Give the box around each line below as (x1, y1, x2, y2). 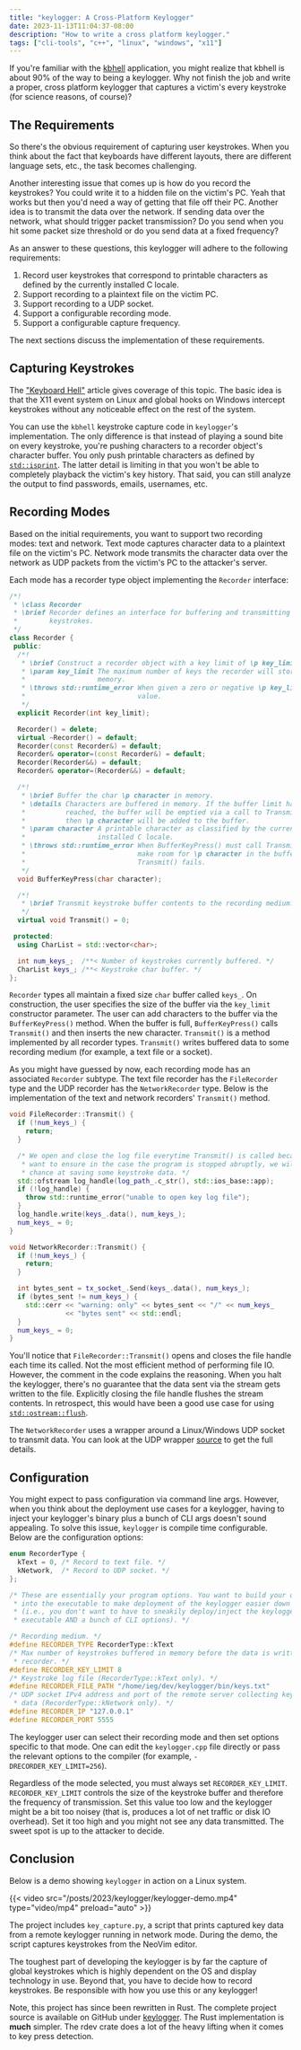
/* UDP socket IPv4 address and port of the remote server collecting (9, 1690, 279, 1700)
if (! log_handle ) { (17, 1184, 90, 1194)
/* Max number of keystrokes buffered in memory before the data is (9, 1649, 271, 1658)
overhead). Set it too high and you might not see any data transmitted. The (9, 1816, 285, 1826)
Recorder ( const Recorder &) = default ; (17, 742, 163, 751)
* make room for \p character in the (21, 849, 271, 858)
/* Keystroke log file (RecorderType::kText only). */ (9, 1674, 219, 1683)
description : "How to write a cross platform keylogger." (9, 30, 230, 39)
